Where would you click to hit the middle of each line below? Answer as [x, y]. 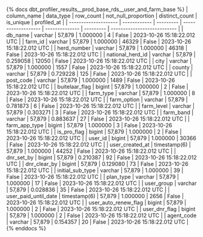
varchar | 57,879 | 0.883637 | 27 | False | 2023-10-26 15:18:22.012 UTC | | [98, 119]
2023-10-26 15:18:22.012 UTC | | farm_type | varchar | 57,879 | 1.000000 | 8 [101, 93]
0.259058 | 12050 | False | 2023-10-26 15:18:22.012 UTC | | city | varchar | [99, 61]
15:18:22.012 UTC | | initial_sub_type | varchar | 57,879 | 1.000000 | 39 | [95, 170]
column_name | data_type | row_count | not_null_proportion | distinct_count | [102, 16]
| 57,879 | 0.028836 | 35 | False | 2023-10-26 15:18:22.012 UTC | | [88, 190]
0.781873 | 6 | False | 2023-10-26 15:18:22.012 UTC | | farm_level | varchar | [101, 106]
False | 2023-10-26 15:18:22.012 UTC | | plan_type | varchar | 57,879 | [93, 177]
